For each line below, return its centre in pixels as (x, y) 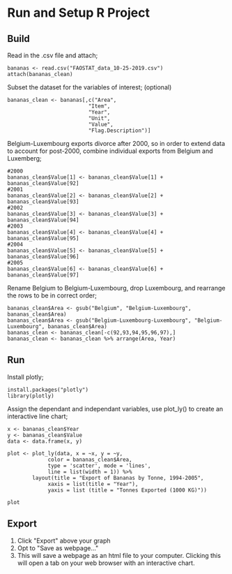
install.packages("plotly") (48, 390)
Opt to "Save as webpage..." (58, 548)
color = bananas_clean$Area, (90, 459)
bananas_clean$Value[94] (43, 220)
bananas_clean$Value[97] (43, 275)
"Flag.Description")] (119, 131)
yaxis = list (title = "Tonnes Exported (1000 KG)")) (127, 490)
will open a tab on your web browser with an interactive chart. (106, 563)
